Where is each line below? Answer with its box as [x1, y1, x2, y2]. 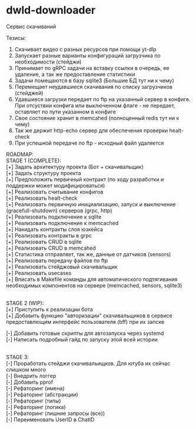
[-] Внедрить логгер [6, 372, 57, 379]
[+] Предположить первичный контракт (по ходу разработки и [6, 176, 164, 183]
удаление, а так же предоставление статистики [14, 71, 135, 78]
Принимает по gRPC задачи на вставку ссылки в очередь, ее [14, 64, 170, 71]
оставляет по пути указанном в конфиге [14, 108, 116, 115]
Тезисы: [6, 34, 26, 41]
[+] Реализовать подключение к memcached [6, 219, 119, 226]
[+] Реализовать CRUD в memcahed [6, 244, 96, 252]
